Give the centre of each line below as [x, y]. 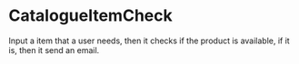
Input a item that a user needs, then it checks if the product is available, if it [149, 41]
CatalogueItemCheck [91, 16]
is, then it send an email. [54, 50]
